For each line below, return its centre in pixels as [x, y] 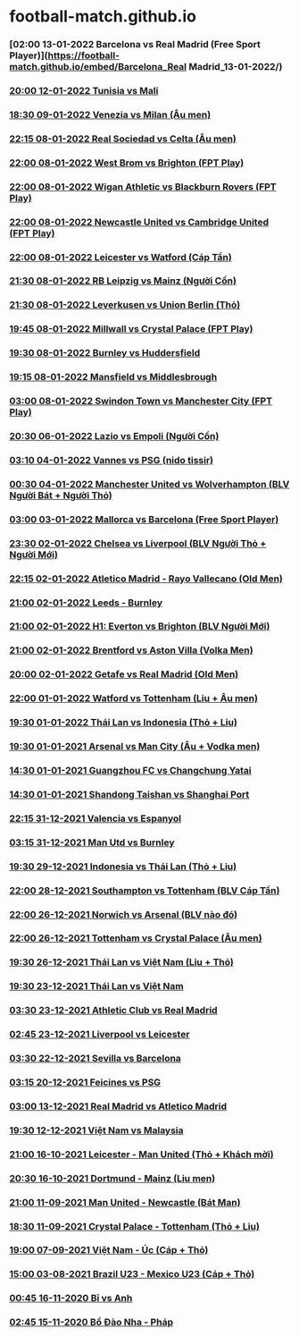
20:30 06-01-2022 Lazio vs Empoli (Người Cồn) [114, 436]
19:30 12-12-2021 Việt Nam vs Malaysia [97, 1130]
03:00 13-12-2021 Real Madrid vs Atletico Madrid [118, 1106]
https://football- [84, 55]
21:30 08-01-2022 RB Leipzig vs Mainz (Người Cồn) [123, 281]
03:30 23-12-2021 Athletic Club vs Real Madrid [113, 1011]
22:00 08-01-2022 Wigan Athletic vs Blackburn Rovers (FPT [143, 187]
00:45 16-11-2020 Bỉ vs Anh [71, 1299]
